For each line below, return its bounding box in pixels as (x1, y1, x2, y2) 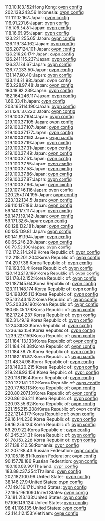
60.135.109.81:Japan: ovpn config (5, 228, 72, 234)
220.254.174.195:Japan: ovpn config (5, 192, 77, 198)
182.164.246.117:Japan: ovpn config (5, 93, 76, 99)
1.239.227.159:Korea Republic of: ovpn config (5, 333, 96, 338)
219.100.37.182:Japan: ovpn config (5, 135, 74, 140)
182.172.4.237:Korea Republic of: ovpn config (5, 312, 96, 318)
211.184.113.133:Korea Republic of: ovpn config (5, 338, 98, 344)
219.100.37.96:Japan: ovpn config (5, 182, 72, 187)
